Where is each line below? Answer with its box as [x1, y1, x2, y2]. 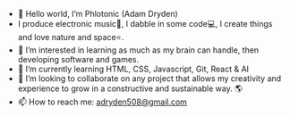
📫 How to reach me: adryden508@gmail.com [17, 96, 188, 107]
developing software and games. [17, 54, 140, 64]
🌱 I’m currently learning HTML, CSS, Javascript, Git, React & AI [17, 63, 249, 74]
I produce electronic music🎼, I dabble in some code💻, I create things [17, 19, 273, 29]
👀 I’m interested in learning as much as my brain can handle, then [17, 45, 260, 55]
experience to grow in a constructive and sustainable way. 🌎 [17, 83, 243, 94]
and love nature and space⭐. [17, 32, 124, 42]
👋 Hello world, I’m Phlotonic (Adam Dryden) [17, 9, 179, 19]
